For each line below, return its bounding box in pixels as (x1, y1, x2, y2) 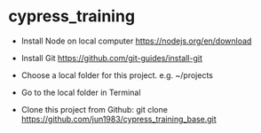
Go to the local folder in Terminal (20, 87, 141, 98)
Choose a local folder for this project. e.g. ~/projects (20, 69, 214, 81)
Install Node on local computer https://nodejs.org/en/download (20, 35, 252, 46)
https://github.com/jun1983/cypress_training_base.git (20, 113, 217, 124)
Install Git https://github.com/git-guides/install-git (20, 52, 203, 63)
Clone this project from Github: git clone (20, 104, 168, 114)
